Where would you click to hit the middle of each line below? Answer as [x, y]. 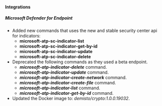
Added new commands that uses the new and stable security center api [85, 30]
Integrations [18, 7]
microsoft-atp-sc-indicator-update [56, 51]
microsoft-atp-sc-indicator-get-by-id [58, 46]
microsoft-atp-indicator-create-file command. [68, 82]
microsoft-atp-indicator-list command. [60, 88]
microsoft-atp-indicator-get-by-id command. [67, 93]
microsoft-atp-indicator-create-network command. [73, 77]
